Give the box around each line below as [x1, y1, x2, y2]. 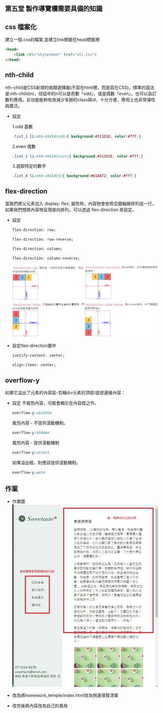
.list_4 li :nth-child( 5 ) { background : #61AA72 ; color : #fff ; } [12, 173, 137, 178]
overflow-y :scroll [12, 450, 50, 455]
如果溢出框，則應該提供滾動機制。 [12, 459, 81, 465]
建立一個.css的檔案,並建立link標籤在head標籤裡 [5, 37, 100, 43]
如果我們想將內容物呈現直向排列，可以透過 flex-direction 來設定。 [5, 207, 137, 213]
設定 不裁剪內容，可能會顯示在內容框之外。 [12, 400, 99, 406]
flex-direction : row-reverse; [12, 237, 74, 242]
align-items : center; [12, 363, 56, 367]
